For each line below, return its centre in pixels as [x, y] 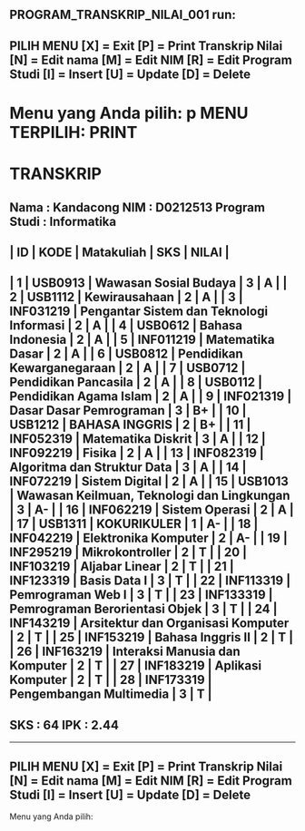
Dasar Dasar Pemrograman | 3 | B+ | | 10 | [128, 411]
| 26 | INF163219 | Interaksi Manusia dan [125, 652]
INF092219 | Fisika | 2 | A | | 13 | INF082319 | [137, 453]
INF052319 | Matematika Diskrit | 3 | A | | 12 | [138, 439]
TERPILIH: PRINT [74, 132]
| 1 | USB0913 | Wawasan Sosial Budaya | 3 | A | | [148, 284]
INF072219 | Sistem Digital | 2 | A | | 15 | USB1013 [149, 481]
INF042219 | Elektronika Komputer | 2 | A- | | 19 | [149, 538]
